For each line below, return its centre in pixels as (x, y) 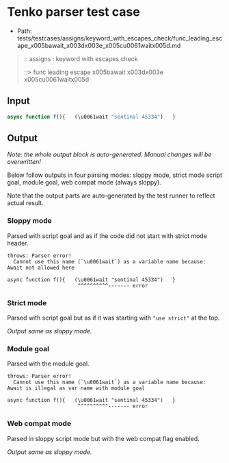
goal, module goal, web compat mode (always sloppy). (84, 182)
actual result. (25, 203)
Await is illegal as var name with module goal (76, 388)
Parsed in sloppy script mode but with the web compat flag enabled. (103, 438)
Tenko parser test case (73, 12)
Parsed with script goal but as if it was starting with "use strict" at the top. (113, 318)
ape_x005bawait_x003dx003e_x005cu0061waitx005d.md (99, 45)
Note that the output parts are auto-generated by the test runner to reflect (111, 195)
